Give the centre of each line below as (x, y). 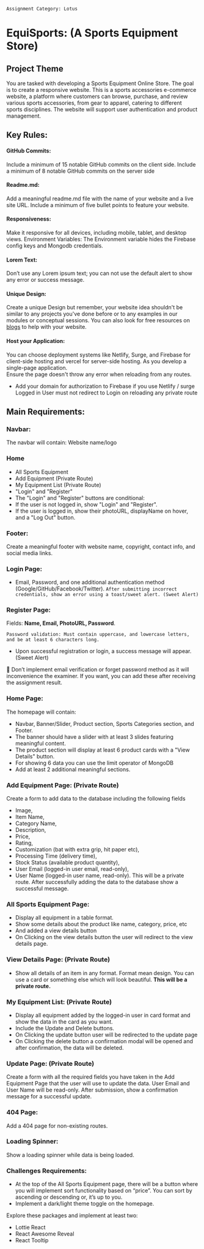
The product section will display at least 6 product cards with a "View (103, 750)
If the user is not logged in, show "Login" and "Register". (86, 504)
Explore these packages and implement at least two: (72, 1215)
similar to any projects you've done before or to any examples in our (92, 314)
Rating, (24, 843)
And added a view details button (56, 930)
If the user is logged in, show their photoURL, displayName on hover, (101, 511)
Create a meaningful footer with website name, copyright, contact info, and (101, 546)
